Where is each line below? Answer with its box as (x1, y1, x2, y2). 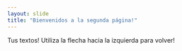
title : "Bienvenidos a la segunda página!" (7, 17, 138, 24)
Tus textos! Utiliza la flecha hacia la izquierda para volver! (7, 36, 176, 44)
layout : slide (7, 10, 50, 17)
